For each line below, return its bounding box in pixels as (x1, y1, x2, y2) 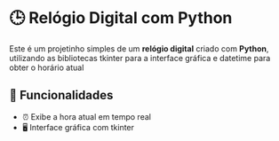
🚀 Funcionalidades (9, 88, 114, 103)
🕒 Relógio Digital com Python (9, 8, 233, 28)
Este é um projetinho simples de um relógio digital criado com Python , (9, 43, 269, 54)
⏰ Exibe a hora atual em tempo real (21, 111, 151, 121)
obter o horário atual (9, 62, 84, 73)
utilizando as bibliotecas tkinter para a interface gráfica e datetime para (9, 52, 271, 63)
